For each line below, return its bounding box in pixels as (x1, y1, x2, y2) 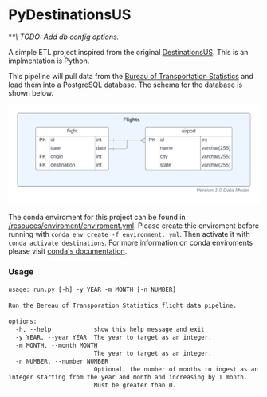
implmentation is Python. (8, 56, 90, 65)
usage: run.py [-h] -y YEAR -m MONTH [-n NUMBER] (8, 285, 177, 293)
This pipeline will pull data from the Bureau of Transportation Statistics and (8, 71, 253, 81)
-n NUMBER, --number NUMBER (15, 357, 109, 365)
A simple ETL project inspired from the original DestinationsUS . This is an (8, 47, 249, 57)
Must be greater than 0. (93, 381, 177, 389)
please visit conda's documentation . (8, 246, 128, 256)
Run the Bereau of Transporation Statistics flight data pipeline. (8, 301, 238, 309)
